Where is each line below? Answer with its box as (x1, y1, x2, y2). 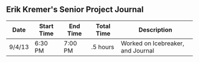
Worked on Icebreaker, (120, 39, 185, 47)
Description (138, 26, 173, 34)
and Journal (120, 46, 155, 54)
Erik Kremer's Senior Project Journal (6, 5, 144, 15)
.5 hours (91, 43, 114, 51)
